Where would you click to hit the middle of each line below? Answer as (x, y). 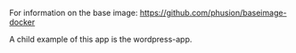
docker (22, 22)
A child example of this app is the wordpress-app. (101, 39)
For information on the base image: (74, 13)
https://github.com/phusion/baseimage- (213, 13)
